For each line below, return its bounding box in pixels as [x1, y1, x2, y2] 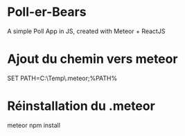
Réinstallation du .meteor [7, 98, 156, 114]
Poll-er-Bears [7, 4, 87, 20]
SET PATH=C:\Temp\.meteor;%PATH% [7, 74, 118, 82]
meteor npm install [7, 121, 61, 129]
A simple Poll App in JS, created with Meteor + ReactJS [7, 27, 166, 35]
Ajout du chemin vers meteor [7, 51, 178, 67]
